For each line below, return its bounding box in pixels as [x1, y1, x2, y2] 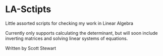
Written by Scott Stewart [5, 45, 57, 51]
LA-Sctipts [5, 4, 51, 15]
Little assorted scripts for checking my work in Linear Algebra [5, 20, 134, 26]
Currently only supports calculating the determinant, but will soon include [5, 30, 158, 36]
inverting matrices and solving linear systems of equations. [5, 35, 128, 41]
